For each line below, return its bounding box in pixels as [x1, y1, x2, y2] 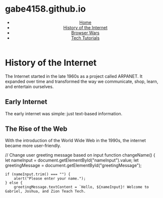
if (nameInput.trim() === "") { [5, 172, 71, 177]
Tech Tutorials [71, 35, 100, 41]
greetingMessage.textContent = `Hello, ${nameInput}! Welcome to [14, 185, 149, 190]
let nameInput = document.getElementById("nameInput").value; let [5, 157, 139, 163]
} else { [5, 180, 23, 185]
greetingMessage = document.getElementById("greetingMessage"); [5, 162, 142, 168]
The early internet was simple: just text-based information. [5, 110, 123, 116]
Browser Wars [71, 30, 100, 36]
